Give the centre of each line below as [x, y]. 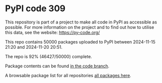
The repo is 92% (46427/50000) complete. [49, 56]
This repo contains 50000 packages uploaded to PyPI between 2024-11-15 [80, 41]
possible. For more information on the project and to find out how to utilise [80, 27]
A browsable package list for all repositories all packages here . [68, 75]
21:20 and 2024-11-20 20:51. [34, 47]
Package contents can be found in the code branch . [57, 66]
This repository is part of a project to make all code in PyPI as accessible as [81, 22]
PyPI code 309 [35, 9]
